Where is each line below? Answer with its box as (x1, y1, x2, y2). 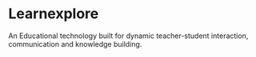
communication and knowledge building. (8, 39, 142, 48)
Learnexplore (8, 5, 99, 23)
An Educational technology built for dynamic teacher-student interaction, (8, 31, 249, 40)
